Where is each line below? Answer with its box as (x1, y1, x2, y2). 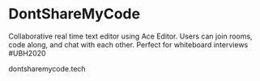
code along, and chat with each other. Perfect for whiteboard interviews (8, 39, 249, 49)
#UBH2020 (8, 48, 46, 58)
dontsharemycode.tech (8, 63, 87, 73)
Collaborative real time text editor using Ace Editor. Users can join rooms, (8, 31, 253, 41)
